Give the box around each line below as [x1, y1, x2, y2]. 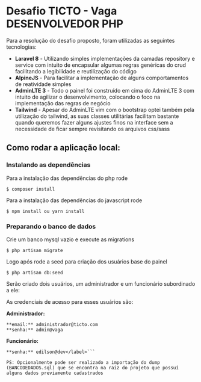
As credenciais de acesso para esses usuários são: [6, 298, 134, 305]
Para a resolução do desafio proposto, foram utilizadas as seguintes [6, 37, 175, 44]
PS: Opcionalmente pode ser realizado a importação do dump [6, 359, 161, 365]
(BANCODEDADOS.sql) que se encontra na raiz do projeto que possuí [6, 365, 179, 371]
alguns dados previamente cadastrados [6, 370, 104, 376]
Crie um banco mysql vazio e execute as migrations [6, 236, 134, 243]
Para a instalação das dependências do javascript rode [6, 197, 143, 204]
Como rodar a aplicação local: [6, 143, 120, 153]
